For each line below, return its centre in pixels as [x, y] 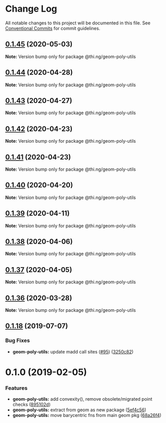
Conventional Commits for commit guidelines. [53, 28]
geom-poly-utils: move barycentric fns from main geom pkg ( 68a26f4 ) [87, 415]
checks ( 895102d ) [31, 405]
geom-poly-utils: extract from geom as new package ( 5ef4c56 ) [79, 410]
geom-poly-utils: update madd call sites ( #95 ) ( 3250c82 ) [73, 351]
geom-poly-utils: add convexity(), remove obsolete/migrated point [82, 399]
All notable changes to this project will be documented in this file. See [78, 23]
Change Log [31, 9]
